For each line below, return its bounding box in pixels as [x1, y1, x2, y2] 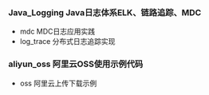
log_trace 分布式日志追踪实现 [19, 37, 116, 46]
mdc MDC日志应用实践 [19, 26, 96, 37]
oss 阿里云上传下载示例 [19, 78, 97, 88]
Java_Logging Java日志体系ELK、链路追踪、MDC [8, 6, 202, 18]
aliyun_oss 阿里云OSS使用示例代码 [8, 58, 144, 69]
